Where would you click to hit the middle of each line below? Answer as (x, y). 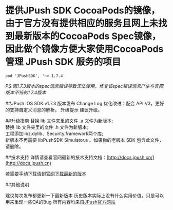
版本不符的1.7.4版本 (26, 92)
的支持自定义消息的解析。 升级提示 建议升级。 (54, 110)
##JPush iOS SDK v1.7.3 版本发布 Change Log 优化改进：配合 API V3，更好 (85, 103)
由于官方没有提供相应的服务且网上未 (82, 23)
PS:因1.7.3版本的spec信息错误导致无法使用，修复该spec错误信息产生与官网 (84, 86)
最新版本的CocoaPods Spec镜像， (88, 36)
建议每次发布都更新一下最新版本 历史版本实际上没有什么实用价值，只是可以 (85, 195)
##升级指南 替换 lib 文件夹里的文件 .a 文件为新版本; (59, 121)
